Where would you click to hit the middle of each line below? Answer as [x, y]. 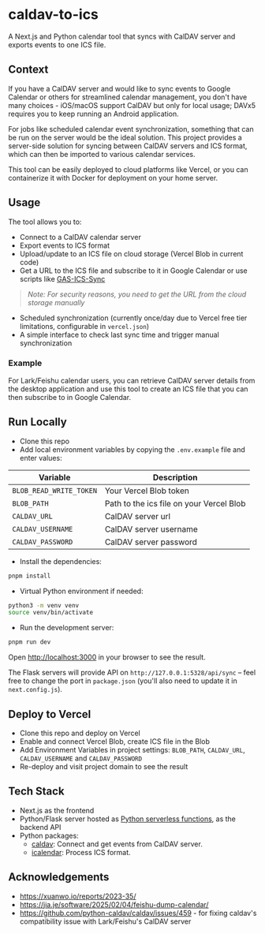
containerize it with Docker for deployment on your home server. [113, 177]
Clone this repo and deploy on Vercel [80, 733]
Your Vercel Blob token [147, 491]
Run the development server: [67, 628]
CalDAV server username [151, 529]
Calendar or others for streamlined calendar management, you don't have [128, 97]
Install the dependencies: [61, 561]
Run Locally [37, 422]
